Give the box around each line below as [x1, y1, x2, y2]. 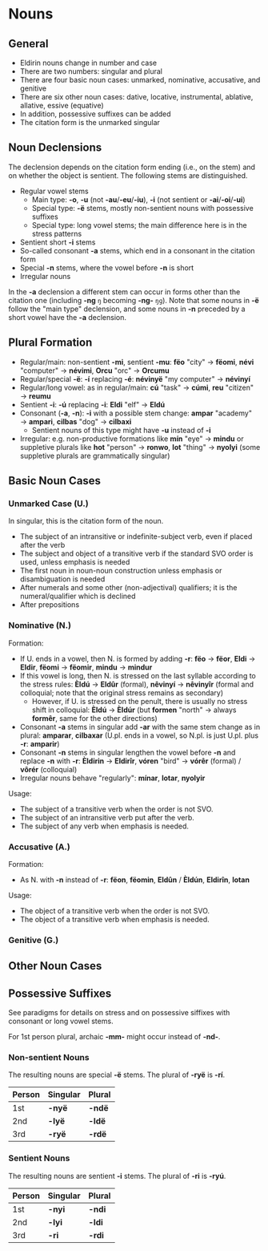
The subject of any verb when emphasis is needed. [19, 821, 190, 831]
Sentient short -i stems [19, 237, 96, 247]
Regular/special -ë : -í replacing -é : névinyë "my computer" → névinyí [19, 374, 250, 383]
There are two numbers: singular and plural [19, 67, 162, 76]
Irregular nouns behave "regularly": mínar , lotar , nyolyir [19, 773, 206, 783]
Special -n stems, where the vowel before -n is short [19, 262, 194, 273]
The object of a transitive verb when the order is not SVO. [19, 905, 210, 915]
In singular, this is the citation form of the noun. [8, 516, 164, 526]
